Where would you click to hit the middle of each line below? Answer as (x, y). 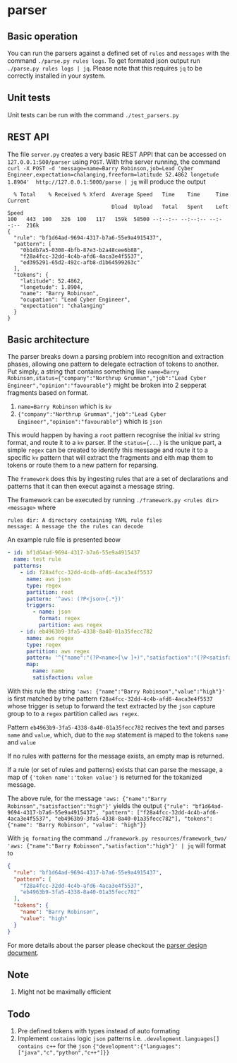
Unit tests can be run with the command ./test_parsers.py (93, 114)
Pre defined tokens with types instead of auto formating (98, 1031)
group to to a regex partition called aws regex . (73, 713)
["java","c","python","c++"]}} (63, 1053)
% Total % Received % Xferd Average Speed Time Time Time (121, 194)
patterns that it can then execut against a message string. (91, 487)
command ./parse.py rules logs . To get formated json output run (104, 61)
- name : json (52, 612)
